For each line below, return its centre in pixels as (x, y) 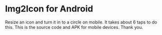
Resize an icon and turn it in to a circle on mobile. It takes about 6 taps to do (81, 22)
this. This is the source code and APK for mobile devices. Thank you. (74, 27)
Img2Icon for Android (49, 9)
